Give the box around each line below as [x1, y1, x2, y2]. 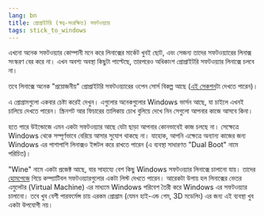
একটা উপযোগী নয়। [8, 200, 53, 210]
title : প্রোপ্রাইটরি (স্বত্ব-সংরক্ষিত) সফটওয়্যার [8, 19, 110, 27]
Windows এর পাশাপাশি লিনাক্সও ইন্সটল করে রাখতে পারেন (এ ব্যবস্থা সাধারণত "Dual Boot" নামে [8, 140, 239, 150]
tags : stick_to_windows [8, 26, 87, 34]
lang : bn [8, 11, 37, 20]
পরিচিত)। [8, 149, 32, 158]
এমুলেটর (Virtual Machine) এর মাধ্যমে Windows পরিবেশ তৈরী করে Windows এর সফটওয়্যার [8, 183, 247, 192]
